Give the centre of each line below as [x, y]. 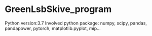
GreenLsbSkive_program [58, 9]
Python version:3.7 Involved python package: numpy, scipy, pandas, [76, 23]
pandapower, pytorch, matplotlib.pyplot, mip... [53, 28]
